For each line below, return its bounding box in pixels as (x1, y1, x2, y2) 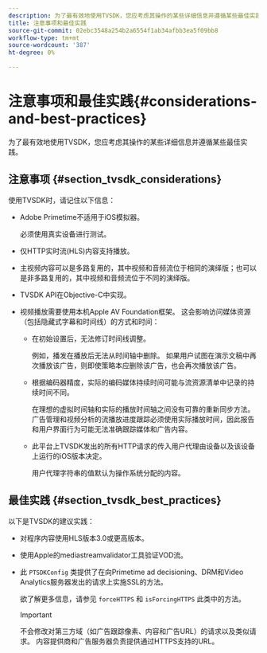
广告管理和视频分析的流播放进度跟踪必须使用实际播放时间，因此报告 (31, 414, 255, 424)
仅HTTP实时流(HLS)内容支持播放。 (19, 246, 134, 256)
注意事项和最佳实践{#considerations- (8, 92, 257, 111)
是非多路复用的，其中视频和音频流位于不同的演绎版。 (19, 272, 195, 283)
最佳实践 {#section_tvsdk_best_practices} (8, 494, 222, 507)
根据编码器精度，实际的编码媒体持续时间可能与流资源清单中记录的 (31, 377, 248, 387)
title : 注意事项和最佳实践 (8, 19, 87, 27)
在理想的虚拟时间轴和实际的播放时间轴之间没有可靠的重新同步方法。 (31, 404, 255, 414)
